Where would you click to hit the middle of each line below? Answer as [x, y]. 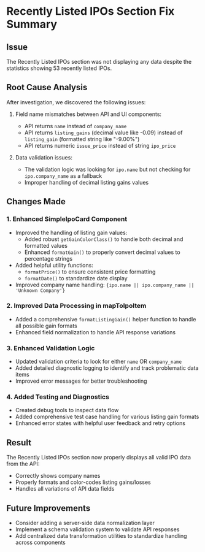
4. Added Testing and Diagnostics [58, 397]
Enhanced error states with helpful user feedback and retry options [100, 423]
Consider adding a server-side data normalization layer [85, 523]
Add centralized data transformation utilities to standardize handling [101, 536]
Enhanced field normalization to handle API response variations [95, 332]
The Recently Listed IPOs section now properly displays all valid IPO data [99, 458]
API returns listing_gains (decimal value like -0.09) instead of [103, 132]
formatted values [46, 245]
